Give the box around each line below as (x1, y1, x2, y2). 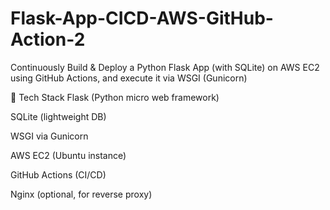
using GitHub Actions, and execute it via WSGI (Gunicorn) (10, 72, 248, 84)
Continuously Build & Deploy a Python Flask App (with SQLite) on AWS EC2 (10, 61, 320, 73)
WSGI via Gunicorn (10, 130, 89, 142)
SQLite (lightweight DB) (10, 110, 107, 122)
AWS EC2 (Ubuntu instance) (10, 149, 127, 161)
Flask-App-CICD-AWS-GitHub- (10, 7, 274, 30)
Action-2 (10, 28, 86, 51)
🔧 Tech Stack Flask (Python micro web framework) (10, 91, 220, 103)
